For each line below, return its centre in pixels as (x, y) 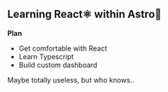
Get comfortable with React (63, 48)
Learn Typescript (46, 56)
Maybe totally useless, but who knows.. (71, 80)
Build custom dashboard (58, 65)
